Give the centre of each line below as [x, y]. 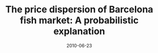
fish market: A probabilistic [79, 20]
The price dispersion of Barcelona [79, 10]
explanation [79, 31]
